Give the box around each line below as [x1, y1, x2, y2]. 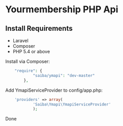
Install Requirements [5, 24, 73, 33]
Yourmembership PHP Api [5, 4, 119, 15]
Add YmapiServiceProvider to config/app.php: [5, 87, 103, 93]
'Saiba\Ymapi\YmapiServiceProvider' [32, 101, 111, 107]
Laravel [12, 37, 29, 44]
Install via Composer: [5, 58, 50, 65]
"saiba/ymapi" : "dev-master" [32, 73, 95, 78]
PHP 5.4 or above [12, 49, 50, 54]
